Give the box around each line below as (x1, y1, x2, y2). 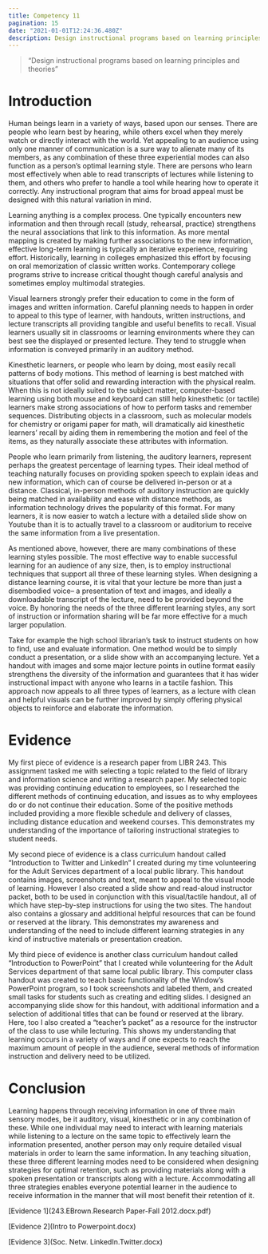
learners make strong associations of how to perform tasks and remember (8, 402, 253, 412)
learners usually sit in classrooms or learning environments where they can (8, 328, 255, 338)
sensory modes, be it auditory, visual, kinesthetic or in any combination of (8, 1114, 251, 1124)
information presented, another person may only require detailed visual (8, 1140, 242, 1149)
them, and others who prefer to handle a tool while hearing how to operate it (8, 178, 259, 188)
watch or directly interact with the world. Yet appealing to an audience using (8, 136, 259, 145)
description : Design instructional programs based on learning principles (8, 34, 262, 42)
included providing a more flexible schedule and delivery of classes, (8, 809, 232, 818)
